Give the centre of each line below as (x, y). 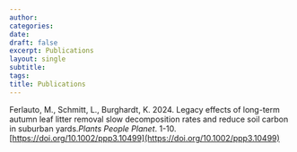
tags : (19, 76)
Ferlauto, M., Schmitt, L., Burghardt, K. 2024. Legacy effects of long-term (145, 109)
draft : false (34, 42)
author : (24, 17)
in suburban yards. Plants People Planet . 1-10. (93, 128)
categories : (31, 26)
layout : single (38, 59)
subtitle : (28, 68)
